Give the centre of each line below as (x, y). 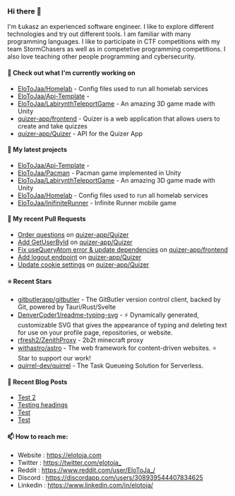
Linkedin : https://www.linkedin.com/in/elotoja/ (85, 485)
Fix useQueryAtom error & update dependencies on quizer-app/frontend (122, 249)
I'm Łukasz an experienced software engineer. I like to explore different (110, 27)
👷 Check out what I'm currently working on (71, 73)
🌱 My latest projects (37, 150)
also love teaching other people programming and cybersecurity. (102, 56)
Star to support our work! (54, 358)
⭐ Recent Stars (30, 281)
